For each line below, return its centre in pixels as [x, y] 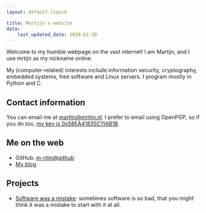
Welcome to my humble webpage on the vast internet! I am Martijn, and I [98, 52]
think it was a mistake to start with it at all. [68, 204]
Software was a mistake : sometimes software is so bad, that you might [105, 198]
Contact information [46, 103]
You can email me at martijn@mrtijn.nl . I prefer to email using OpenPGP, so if [103, 118]
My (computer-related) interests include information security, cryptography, [102, 70]
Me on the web [35, 143]
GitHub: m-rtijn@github [45, 157]
